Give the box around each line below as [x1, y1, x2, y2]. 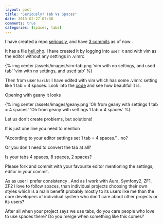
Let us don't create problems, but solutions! [5, 116, 92, 122]
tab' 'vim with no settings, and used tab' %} [5, 68, 92, 74]
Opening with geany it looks [5, 92, 61, 98]
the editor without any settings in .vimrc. [5, 53, 86, 59]
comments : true [5, 20, 36, 26]
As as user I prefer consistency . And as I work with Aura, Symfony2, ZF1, [5, 178, 152, 184]
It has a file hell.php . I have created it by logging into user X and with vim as [5, 48, 157, 54]
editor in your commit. [5, 169, 50, 175]
